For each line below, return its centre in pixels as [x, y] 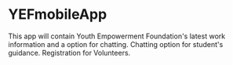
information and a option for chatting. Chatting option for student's [116, 44]
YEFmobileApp [58, 14]
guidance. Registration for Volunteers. [69, 52]
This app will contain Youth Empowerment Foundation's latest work [117, 36]
